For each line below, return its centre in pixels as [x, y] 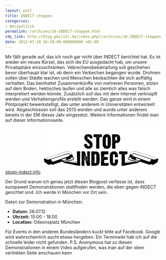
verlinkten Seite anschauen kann [39, 253]
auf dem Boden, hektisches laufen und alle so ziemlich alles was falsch [78, 88]
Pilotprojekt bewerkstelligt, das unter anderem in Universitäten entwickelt [80, 104]
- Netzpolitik [20, 26]
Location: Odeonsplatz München [46, 222]
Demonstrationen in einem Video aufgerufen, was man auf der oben [75, 247]
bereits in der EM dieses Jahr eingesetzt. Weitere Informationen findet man [82, 115]
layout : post [19, 10]
